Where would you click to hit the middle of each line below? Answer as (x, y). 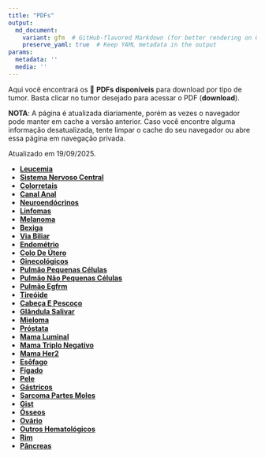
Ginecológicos (44, 261)
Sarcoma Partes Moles (58, 395)
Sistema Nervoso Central (62, 177)
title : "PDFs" (32, 15)
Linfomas (35, 211)
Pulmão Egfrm (43, 286)
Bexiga (31, 227)
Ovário (31, 420)
